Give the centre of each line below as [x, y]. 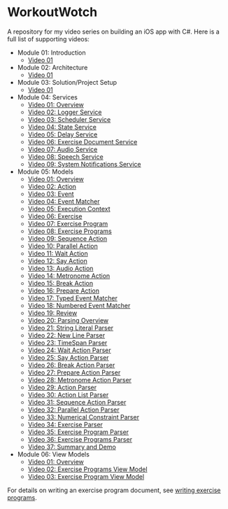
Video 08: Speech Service [65, 156]
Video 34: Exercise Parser [65, 424]
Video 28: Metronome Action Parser [79, 379]
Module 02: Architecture [52, 67]
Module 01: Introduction [51, 53]
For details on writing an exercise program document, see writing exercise [114, 490]
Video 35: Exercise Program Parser [78, 432]
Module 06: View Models [53, 454]
